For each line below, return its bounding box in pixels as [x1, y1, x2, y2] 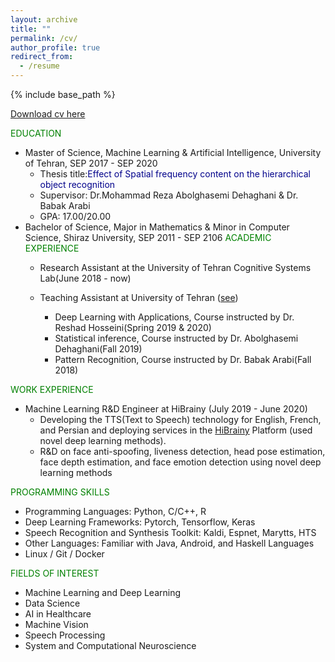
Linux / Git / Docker [24, 548, 105, 560]
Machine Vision [24, 619, 89, 630]
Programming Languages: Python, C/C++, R [24, 506, 207, 517]
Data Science [24, 597, 81, 609]
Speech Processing [24, 629, 106, 641]
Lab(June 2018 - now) [39, 272, 132, 284]
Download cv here [10, 108, 86, 120]
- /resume [19, 61, 60, 71]
